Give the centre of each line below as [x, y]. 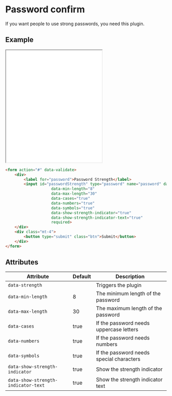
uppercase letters [117, 330]
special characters [118, 359]
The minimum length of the [128, 294]
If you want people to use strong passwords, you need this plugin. [75, 24]
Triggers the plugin [119, 285]
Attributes [22, 262]
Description [130, 277]
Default [82, 277]
